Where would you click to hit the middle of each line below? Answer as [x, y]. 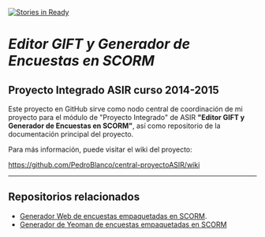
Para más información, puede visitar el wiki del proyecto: [101, 149]
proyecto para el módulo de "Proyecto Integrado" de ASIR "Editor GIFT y [127, 117]
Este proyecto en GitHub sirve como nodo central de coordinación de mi [125, 109]
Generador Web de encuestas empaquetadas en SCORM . [113, 216]
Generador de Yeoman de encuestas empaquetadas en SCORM [123, 224]
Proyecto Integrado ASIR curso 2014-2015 [114, 90]
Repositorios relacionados [74, 197]
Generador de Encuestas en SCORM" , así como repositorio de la [114, 126]
